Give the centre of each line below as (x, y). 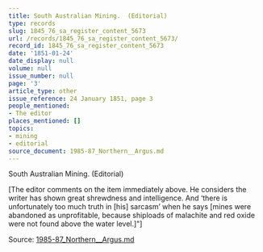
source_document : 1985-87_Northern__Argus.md (86, 151)
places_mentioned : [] (45, 121)
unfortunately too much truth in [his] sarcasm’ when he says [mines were (130, 207)
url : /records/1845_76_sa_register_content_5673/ (94, 38)
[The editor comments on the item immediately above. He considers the (127, 190)
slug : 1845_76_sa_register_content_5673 (77, 31)
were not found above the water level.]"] (75, 224)
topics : (21, 128)
